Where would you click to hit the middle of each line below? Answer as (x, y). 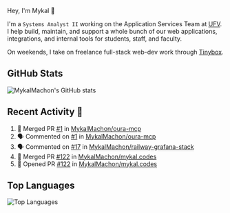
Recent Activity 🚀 (45, 112)
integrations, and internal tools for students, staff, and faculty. (95, 39)
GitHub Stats (35, 73)
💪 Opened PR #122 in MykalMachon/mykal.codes (87, 164)
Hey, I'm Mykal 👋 (31, 11)
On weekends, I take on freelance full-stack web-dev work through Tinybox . (115, 52)
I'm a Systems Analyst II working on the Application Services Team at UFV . (115, 24)
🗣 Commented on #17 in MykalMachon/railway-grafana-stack (105, 146)
